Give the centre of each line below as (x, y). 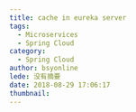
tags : (19, 26)
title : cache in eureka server (68, 18)
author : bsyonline (44, 69)
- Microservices (48, 34)
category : (28, 51)
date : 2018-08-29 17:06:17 (60, 85)
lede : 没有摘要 (35, 77)
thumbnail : (30, 93)
